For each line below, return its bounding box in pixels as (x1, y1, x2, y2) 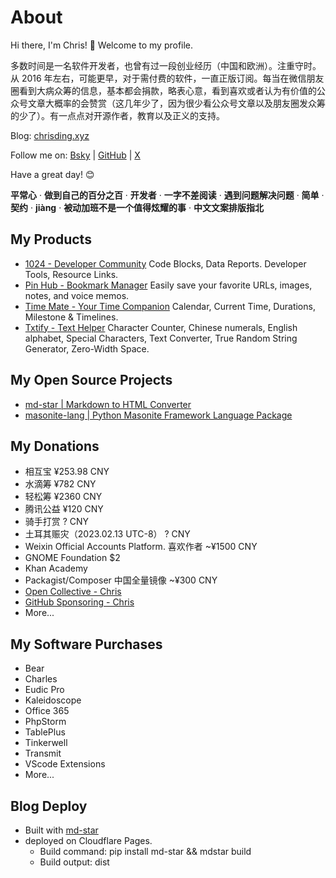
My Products (10, 231, 92, 248)
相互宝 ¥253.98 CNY (24, 466, 110, 478)
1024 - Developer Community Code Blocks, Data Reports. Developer (24, 257, 307, 270)
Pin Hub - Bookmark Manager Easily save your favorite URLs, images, (24, 279, 313, 291)
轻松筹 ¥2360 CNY (24, 491, 103, 503)
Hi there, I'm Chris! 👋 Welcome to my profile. (10, 39, 194, 51)
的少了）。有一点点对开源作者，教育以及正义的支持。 (10, 109, 225, 121)
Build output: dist (39, 856, 110, 868)
